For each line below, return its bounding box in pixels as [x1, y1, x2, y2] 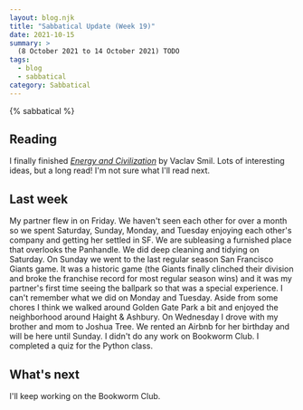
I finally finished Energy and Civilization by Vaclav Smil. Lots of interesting [9, 156, 285, 167]
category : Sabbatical [9, 81, 91, 90]
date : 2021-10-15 [9, 30, 75, 39]
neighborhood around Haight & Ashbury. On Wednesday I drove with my [9, 311, 279, 322]
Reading [9, 132, 57, 148]
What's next [9, 367, 80, 382]
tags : [9, 55, 30, 64]
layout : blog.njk [9, 13, 75, 23]
